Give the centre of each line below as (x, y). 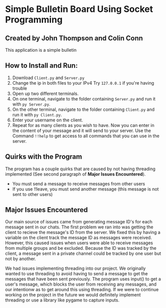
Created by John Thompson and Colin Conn (74, 38)
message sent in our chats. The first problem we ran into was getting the (79, 227)
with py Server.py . (31, 104)
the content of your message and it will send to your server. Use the (82, 130)
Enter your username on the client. (48, 120)
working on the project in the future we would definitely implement (73, 295)
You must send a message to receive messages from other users (79, 184)
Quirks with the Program (44, 157)
